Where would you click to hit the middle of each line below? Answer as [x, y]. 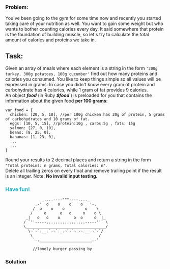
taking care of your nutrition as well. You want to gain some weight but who [84, 23]
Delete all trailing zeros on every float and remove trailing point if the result [83, 171]
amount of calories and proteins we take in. [51, 40]
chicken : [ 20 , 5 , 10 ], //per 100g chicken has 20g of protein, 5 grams [88, 115]
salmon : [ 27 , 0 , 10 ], [33, 128]
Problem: [17, 7]
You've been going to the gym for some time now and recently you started [83, 18]
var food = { [19, 110]
